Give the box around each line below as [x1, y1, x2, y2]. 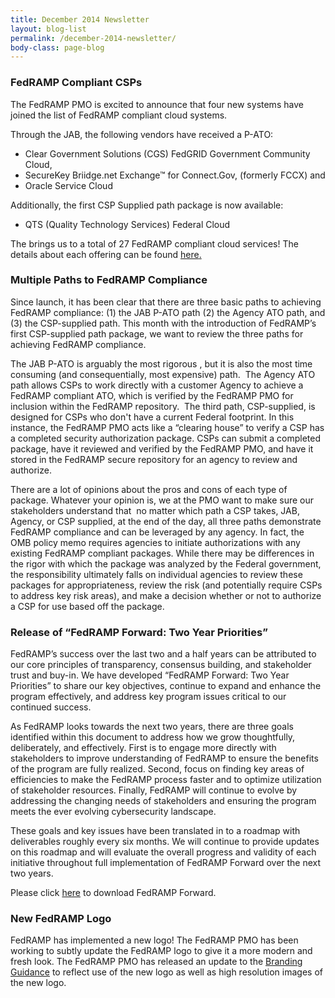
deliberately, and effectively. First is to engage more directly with [10, 742, 277, 754]
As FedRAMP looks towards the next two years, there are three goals [10, 721, 294, 733]
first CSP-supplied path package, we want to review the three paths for [10, 327, 304, 340]
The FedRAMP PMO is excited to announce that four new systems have [10, 98, 304, 110]
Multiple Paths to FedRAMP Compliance [10, 273, 208, 287]
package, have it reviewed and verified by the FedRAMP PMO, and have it [10, 442, 314, 455]
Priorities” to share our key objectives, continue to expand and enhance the [10, 680, 322, 692]
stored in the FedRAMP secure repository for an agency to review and [10, 453, 298, 465]
